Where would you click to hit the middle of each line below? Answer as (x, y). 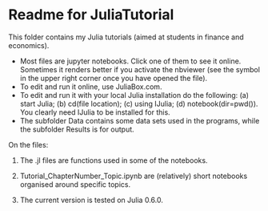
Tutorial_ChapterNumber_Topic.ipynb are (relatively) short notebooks (134, 176)
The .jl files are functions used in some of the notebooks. (114, 160)
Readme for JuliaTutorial (91, 15)
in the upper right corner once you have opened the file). (114, 78)
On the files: (28, 144)
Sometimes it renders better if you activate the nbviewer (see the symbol (140, 69)
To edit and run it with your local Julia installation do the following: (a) (134, 95)
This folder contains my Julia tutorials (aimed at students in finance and (126, 37)
